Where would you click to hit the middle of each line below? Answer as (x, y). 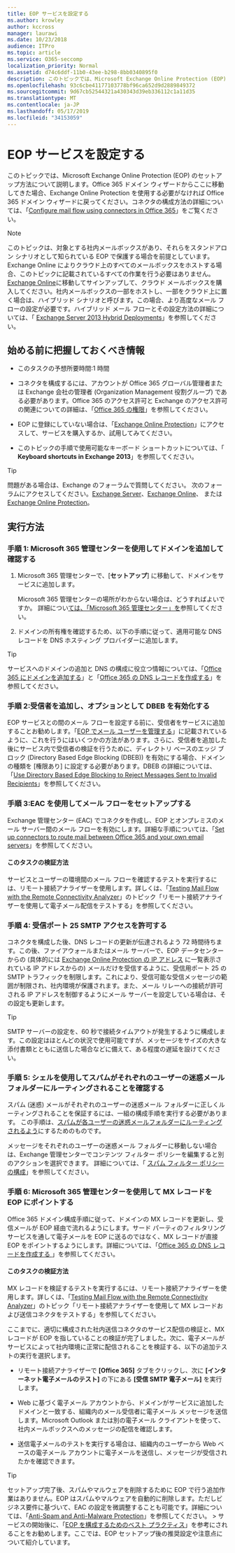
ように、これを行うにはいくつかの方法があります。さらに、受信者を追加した (117, 740)
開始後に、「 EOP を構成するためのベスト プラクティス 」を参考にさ (126, 1524)
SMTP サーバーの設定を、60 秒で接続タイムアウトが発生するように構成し (113, 1032)
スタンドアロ (208, 247)
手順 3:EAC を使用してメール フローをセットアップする (99, 804)
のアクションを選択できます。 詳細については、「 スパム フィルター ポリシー (116, 1163)
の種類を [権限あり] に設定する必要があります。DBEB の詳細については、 (112, 766)
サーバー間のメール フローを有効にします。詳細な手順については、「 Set (123, 829)
